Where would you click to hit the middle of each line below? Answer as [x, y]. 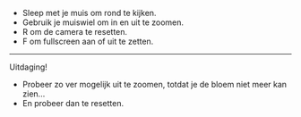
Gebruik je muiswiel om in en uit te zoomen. [103, 22]
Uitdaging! [28, 67]
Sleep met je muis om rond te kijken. [89, 13]
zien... [34, 94]
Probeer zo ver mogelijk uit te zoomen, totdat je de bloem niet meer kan [155, 84]
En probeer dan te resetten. [73, 103]
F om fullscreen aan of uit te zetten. [88, 41]
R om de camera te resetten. [75, 32]
